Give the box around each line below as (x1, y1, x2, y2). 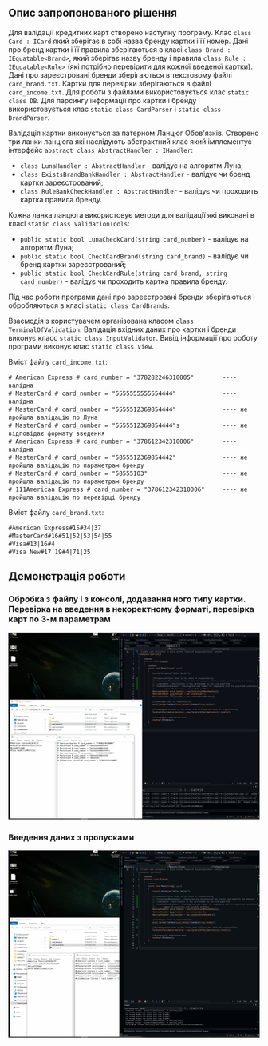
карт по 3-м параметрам (8, 613, 112, 625)
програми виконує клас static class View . (8, 341, 154, 351)
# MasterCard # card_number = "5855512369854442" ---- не (8, 453, 248, 461)
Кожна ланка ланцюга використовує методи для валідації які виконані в (8, 210, 255, 219)
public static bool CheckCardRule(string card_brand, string (19, 269, 228, 277)
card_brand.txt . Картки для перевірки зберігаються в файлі (8, 78, 211, 88)
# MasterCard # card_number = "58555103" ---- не (8, 469, 248, 477)
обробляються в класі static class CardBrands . (8, 300, 170, 310)
